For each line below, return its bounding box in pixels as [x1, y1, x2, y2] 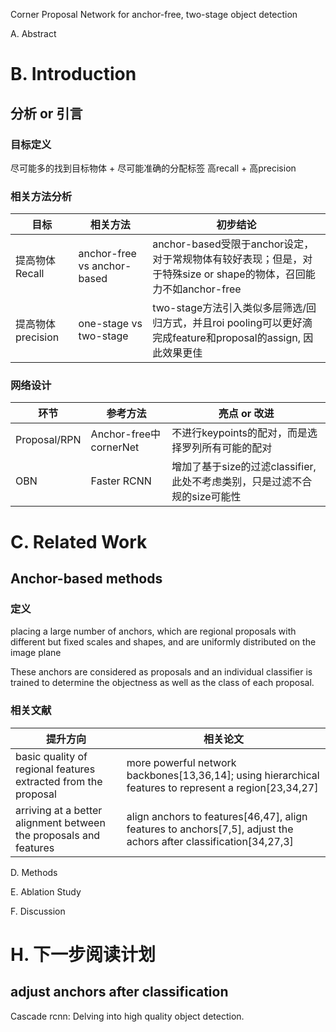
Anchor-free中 [90, 427, 162, 441]
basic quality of [15, 749, 88, 763]
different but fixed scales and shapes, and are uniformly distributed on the [10, 636, 317, 648]
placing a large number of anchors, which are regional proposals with [10, 625, 297, 638]
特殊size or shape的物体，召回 [162, 267, 306, 281]
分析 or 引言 [10, 105, 83, 122]
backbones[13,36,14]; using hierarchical [126, 768, 320, 782]
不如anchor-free [162, 282, 242, 296]
